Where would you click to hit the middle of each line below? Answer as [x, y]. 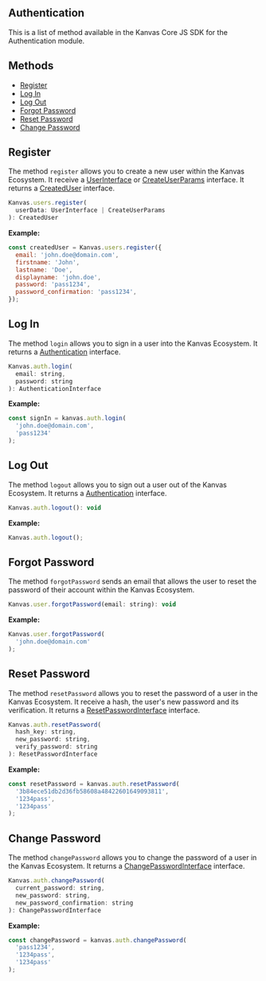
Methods [31, 66]
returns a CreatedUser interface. [62, 188]
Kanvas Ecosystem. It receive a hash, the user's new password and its [123, 702]
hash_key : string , [46, 732]
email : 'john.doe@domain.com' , [67, 255]
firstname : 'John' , [48, 262]
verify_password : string [57, 747]
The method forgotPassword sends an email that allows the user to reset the [133, 581]
